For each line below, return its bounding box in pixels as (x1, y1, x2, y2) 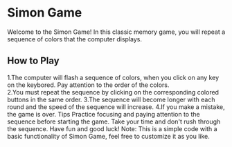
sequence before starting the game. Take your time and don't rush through (7, 117, 221, 126)
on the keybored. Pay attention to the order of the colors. (7, 81, 170, 89)
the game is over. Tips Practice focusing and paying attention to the (7, 110, 200, 118)
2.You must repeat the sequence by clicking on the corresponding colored (7, 88, 220, 96)
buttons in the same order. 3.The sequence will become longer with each (7, 95, 215, 104)
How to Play (7, 55, 60, 67)
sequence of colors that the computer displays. (7, 35, 143, 43)
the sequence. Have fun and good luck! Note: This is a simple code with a (7, 124, 217, 133)
